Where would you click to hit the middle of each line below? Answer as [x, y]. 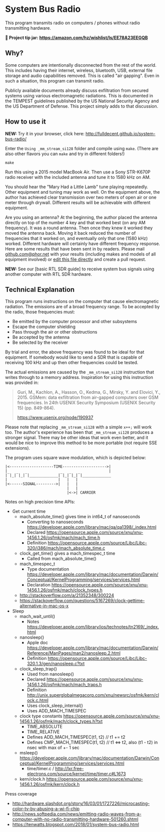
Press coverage [21, 794]
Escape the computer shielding [44, 327]
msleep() [29, 753]
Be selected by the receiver [40, 342]
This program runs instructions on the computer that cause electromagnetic [82, 301]
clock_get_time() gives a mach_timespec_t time [67, 553]
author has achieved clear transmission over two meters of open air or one [81, 197]
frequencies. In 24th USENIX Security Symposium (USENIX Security [86, 403]
